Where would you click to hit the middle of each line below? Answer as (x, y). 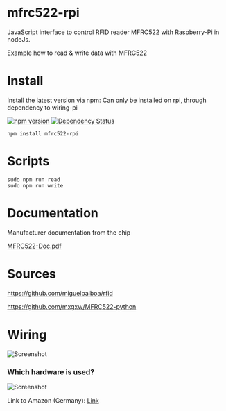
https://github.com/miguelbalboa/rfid (60, 293)
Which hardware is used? (51, 371)
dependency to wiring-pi (42, 107)
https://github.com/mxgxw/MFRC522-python (72, 306)
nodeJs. (19, 39)
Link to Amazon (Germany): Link (53, 400)
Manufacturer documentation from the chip (69, 232)
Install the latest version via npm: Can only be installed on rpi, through (107, 100)
